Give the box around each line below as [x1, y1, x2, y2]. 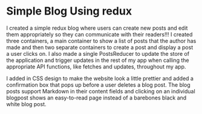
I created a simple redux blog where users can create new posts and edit [6, 24, 188, 32]
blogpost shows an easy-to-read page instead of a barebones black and [6, 94, 187, 101]
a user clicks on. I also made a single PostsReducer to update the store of [6, 50, 189, 57]
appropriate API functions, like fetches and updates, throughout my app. [6, 62, 186, 70]
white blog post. [6, 100, 47, 107]
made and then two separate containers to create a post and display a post [6, 44, 194, 51]
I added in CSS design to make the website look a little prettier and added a [6, 75, 194, 82]
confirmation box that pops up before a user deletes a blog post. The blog [6, 81, 191, 89]
